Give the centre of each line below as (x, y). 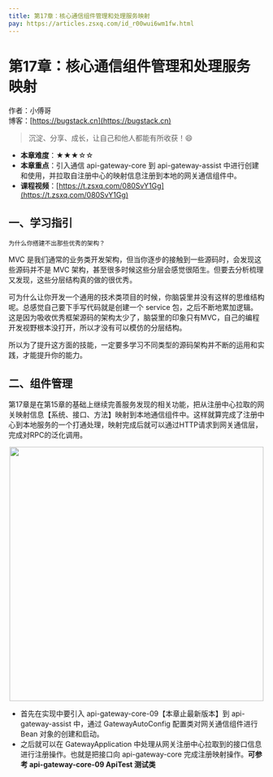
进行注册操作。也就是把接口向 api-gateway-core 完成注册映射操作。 (134, 754)
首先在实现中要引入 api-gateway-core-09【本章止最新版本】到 (125, 714)
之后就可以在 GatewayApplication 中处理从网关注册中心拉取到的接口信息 (141, 744)
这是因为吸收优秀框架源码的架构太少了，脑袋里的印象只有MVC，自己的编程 (134, 317)
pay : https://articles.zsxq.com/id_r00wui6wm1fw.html (102, 24)
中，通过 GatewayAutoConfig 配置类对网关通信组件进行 (165, 724)
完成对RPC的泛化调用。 (48, 435)
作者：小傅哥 (30, 111)
